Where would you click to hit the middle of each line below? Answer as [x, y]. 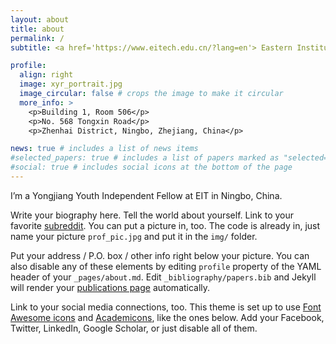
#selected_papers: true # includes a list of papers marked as [145, 158]
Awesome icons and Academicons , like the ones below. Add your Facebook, [167, 317]
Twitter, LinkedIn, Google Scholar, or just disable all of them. [134, 328]
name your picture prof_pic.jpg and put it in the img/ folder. [134, 236]
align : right [46, 75]
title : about [37, 29]
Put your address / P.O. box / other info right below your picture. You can [160, 255]
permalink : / [37, 38]
